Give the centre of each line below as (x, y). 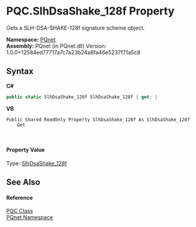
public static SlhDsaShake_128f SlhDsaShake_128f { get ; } (82, 97)
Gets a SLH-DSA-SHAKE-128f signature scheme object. (75, 28)
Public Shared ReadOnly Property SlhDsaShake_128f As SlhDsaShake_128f (98, 120)
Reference (20, 197)
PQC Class (20, 211)
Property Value (26, 150)
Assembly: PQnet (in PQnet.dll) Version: (56, 46)
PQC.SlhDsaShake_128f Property (90, 11)
